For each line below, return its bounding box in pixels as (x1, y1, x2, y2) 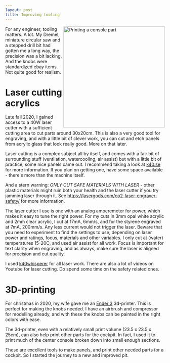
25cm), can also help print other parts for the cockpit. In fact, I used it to (5, 332, 156, 338)
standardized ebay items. (5, 64, 58, 70)
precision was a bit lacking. (5, 53, 62, 59)
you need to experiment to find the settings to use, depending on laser (5, 230, 152, 236)
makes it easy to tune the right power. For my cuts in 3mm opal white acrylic (5, 213, 164, 219)
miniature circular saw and (5, 36, 61, 43)
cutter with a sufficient (5, 125, 52, 131)
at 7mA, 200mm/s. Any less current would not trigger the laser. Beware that (5, 224, 163, 230)
